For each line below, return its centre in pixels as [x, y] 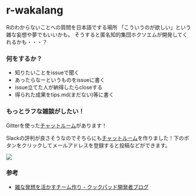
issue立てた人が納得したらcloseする [59, 87]
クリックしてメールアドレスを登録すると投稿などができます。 [96, 145]
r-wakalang [35, 10]
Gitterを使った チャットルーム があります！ [57, 125]
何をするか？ [24, 58]
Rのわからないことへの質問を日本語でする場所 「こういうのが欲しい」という [99, 27]
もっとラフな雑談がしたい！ [45, 111]
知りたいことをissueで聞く [47, 73]
